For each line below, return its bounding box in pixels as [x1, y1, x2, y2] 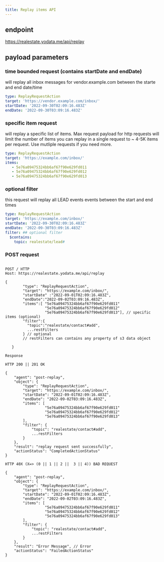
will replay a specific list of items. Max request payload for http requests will [5, 131, 159, 137]
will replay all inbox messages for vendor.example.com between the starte [5, 79, 156, 85]
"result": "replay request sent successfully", [14, 444, 113, 449]
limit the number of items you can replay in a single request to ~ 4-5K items [5, 136, 159, 142]
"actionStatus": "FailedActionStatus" [14, 548, 94, 553]
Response [5, 353, 23, 358]
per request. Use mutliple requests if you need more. [5, 141, 112, 147]
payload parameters [5, 53, 69, 61]
